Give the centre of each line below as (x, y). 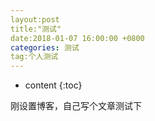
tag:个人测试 (34, 57)
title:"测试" (36, 29)
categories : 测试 (45, 47)
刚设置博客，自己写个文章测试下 (76, 106)
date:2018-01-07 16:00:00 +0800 (77, 38)
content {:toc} (53, 85)
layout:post (35, 19)
